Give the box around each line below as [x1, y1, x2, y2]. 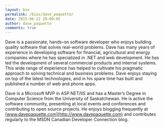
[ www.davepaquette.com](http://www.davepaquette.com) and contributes [5, 111, 156, 117]
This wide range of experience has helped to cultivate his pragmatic [5, 65, 143, 71]
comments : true [5, 26, 36, 31]
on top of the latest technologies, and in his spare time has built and [5, 76, 143, 82]
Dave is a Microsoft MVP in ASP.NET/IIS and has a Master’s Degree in [5, 91, 146, 96]
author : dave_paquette [5, 21, 52, 26]
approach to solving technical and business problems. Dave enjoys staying [5, 70, 157, 76]
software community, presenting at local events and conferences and [5, 101, 146, 107]
